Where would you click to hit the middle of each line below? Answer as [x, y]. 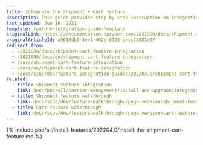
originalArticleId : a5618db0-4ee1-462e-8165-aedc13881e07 [81, 40]
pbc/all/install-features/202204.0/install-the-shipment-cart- [109, 130]
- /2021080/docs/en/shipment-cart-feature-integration [82, 57]
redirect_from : [25, 46]
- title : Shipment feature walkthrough [62, 96]
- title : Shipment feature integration [62, 85]
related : [17, 79]
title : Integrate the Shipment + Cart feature [66, 12]
